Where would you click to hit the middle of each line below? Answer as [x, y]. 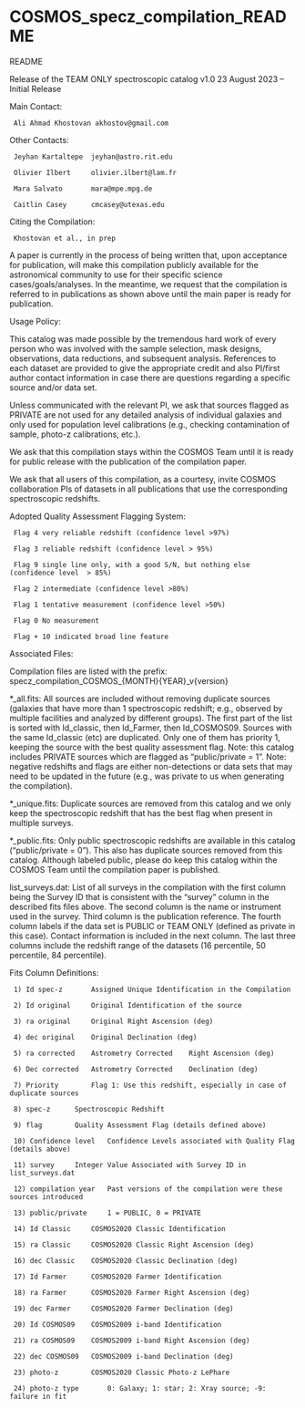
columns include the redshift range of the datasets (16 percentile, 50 [138, 945]
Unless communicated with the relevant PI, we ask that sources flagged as [149, 405]
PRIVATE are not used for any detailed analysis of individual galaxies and [146, 414]
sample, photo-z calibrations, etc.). [75, 434]
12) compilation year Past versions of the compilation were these [148, 1189]
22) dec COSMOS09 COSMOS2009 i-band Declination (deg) [123, 1356]
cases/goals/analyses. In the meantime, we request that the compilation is [148, 284]
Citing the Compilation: [52, 222]
